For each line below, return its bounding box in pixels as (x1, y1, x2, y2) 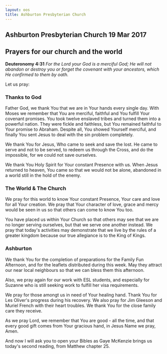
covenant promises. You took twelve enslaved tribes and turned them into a (5, 116, 161, 122)
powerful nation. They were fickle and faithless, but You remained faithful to (5, 121, 161, 127)
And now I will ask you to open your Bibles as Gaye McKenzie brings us (5, 337, 152, 343)
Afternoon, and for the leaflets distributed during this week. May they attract (5, 261, 162, 268)
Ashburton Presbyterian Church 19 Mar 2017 (5, 31, 147, 39)
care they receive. (5, 307, 42, 313)
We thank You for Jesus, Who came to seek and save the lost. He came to (5, 141, 158, 147)
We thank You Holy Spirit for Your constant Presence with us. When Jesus (5, 162, 158, 168)
